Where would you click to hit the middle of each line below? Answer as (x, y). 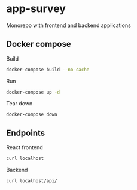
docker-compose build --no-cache (48, 70)
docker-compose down (32, 114)
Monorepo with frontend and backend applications (69, 25)
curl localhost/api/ (32, 181)
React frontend (25, 147)
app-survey (36, 9)
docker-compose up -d (33, 92)
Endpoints (26, 133)
